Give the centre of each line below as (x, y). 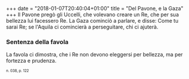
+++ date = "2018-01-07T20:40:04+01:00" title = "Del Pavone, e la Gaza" (95, 8)
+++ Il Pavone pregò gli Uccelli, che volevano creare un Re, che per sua (93, 15)
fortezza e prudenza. (31, 61)
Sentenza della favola (37, 42)
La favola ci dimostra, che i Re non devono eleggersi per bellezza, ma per (94, 55)
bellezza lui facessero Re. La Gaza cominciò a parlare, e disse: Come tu (92, 21)
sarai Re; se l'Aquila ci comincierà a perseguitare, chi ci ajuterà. (82, 27)
